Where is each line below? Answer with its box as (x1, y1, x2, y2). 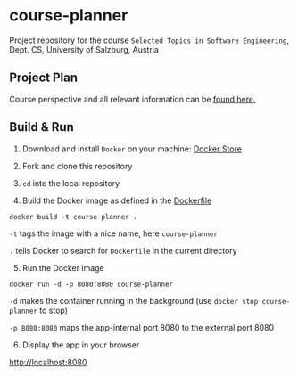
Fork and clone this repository (21, 160, 133, 171)
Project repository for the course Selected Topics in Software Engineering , (9, 35, 290, 45)
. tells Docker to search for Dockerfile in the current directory (9, 245, 238, 256)
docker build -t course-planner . (9, 212, 138, 221)
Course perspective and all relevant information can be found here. (9, 94, 256, 104)
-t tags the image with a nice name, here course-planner (9, 228, 219, 239)
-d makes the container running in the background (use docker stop (9, 295, 259, 306)
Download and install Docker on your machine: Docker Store (21, 143, 243, 154)
